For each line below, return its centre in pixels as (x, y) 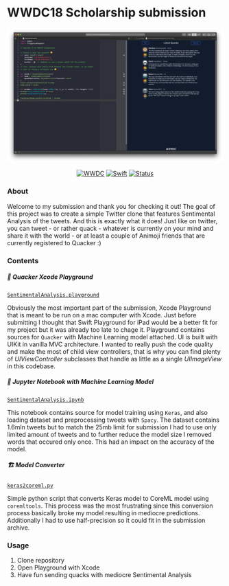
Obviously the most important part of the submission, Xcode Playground (109, 308)
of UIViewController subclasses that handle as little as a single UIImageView (114, 359)
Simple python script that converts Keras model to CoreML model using (108, 498)
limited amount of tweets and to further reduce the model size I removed (110, 434)
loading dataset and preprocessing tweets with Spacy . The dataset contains (113, 420)
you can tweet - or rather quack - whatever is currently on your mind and (110, 228)
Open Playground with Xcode (59, 567)
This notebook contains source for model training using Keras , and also (107, 412)
